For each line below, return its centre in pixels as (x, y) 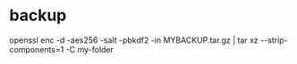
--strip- (274, 40)
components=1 (37, 49)
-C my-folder (90, 49)
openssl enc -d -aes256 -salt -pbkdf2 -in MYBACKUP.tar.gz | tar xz (134, 40)
